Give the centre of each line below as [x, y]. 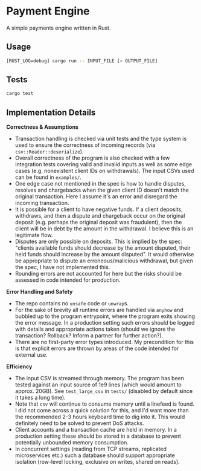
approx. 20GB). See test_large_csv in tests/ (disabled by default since [104, 391]
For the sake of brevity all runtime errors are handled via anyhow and [99, 310]
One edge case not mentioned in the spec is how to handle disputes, [100, 184]
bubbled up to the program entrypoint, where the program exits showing [105, 316]
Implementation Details [51, 112]
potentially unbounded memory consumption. [72, 443]
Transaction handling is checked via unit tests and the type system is [101, 139]
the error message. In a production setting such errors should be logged [105, 323]
